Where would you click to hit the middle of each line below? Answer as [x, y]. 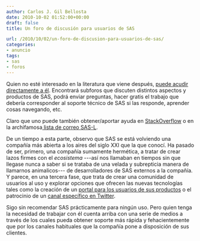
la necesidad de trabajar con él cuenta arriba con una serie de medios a [95, 214]
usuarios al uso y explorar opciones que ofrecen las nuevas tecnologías [95, 183]
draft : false [22, 23]
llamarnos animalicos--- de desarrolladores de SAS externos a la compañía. [99, 170]
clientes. [17, 233]
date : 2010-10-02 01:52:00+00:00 [48, 17]
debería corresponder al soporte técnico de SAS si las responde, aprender [98, 103]
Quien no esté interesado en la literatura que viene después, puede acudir [97, 84]
